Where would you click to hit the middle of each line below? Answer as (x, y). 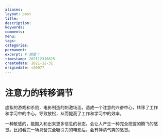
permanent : (16, 50)
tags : (10, 41)
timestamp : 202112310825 (30, 59)
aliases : (14, 9)
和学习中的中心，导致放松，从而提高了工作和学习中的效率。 (65, 113)
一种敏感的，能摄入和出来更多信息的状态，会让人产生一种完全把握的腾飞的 (79, 123)
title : (12, 18)
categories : (17, 45)
